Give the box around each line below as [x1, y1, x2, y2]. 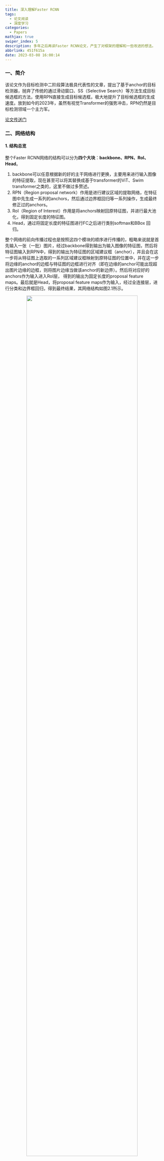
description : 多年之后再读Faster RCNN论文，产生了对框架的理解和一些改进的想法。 [5, 43, 156, 48]
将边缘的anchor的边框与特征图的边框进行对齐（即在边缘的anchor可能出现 [5, 261, 153, 267]
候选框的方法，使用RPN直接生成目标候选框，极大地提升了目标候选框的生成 [5, 94, 155, 100]
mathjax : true [5, 35, 34, 40]
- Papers [9, 30, 27, 35]
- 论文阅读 [9, 16, 29, 21]
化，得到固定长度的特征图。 [12, 214, 68, 220]
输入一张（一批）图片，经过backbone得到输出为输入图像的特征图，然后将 [9, 242, 158, 248]
